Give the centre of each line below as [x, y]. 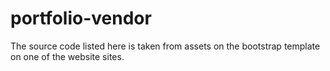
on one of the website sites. [67, 56]
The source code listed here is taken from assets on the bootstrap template [165, 46]
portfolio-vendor [81, 18]
